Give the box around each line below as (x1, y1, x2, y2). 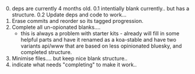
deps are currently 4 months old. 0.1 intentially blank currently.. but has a (11, 5, 190, 12)
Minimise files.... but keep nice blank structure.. (11, 55, 127, 62)
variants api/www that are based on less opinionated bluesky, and (20, 42, 182, 49)
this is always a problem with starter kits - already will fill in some (20, 30, 180, 37)
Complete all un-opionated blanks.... (11, 23, 101, 31)
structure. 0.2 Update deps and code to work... (11, 11, 127, 18)
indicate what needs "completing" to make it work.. (11, 61, 138, 68)
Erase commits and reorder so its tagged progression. (11, 18, 144, 24)
